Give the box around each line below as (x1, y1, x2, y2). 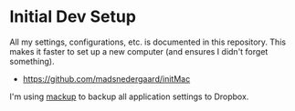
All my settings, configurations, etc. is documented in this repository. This (9, 36, 286, 47)
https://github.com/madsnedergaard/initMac (22, 73, 191, 84)
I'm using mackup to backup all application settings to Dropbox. (9, 91, 249, 102)
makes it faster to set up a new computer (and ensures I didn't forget (9, 45, 269, 56)
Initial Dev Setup (9, 6, 137, 27)
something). (9, 55, 55, 66)
